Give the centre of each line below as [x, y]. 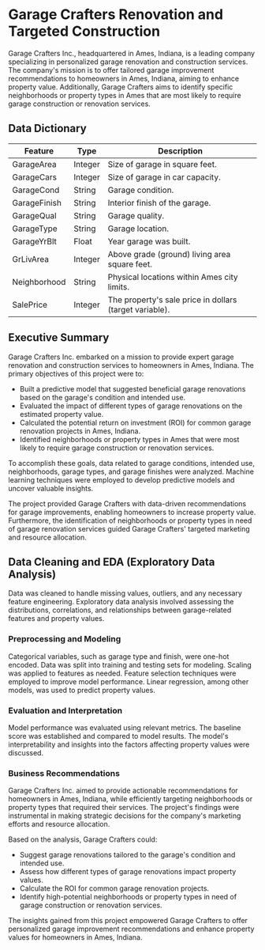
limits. [119, 286]
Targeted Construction [84, 31]
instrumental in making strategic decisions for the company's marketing [125, 816]
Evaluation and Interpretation [65, 710]
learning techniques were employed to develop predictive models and [121, 479]
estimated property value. [62, 414]
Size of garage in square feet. [162, 164]
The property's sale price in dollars [172, 300]
